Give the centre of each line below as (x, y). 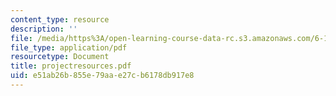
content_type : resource (60, 19)
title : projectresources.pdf (71, 66)
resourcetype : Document (60, 57)
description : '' (44, 29)
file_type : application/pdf (69, 47)
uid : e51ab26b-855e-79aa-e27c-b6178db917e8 (102, 76)
